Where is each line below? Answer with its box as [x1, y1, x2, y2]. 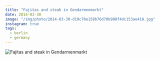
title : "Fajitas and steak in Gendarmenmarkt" [5, 7, 104, 12]
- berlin [9, 30, 28, 35]
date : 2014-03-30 [5, 12, 41, 17]
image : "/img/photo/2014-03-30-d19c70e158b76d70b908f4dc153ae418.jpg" [5, 16, 155, 21]
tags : [5, 26, 16, 31]
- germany [9, 35, 30, 40]
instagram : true [5, 21, 39, 26]
